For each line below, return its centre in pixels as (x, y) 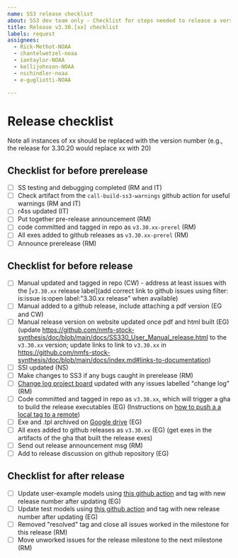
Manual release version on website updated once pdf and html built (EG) (123, 322)
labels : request (31, 34)
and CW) (30, 314)
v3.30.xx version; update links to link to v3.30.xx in (92, 345)
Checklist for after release (66, 476)
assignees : (23, 40)
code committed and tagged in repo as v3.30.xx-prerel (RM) (107, 227)
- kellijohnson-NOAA (44, 67)
